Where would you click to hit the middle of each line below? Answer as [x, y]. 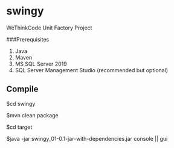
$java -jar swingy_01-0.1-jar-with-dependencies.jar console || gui [87, 138]
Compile [22, 89]
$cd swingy [21, 103]
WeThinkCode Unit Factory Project [49, 28]
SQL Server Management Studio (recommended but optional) [91, 70]
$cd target [19, 127]
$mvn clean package [32, 115]
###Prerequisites [28, 39]
